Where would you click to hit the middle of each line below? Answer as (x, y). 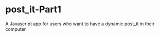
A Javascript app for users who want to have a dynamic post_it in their (80, 24)
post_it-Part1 (33, 10)
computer (16, 29)
